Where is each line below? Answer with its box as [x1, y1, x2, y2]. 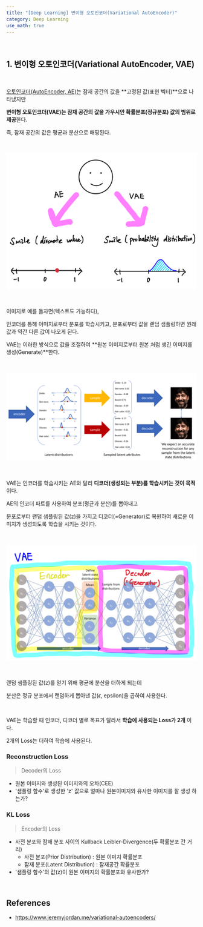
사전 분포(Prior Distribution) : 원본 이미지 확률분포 [24, 853, 143, 860]
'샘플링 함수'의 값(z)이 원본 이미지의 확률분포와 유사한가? [14, 868, 149, 875]
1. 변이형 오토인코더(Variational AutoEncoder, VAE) [6, 59, 195, 69]
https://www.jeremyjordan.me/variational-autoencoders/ [14, 914, 156, 921]
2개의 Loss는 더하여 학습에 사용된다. [6, 737, 92, 744]
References [6, 897, 51, 908]
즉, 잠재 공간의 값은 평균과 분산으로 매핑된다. [6, 129, 111, 136]
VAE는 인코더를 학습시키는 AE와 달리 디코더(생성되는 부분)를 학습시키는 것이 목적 [6, 479, 196, 487]
